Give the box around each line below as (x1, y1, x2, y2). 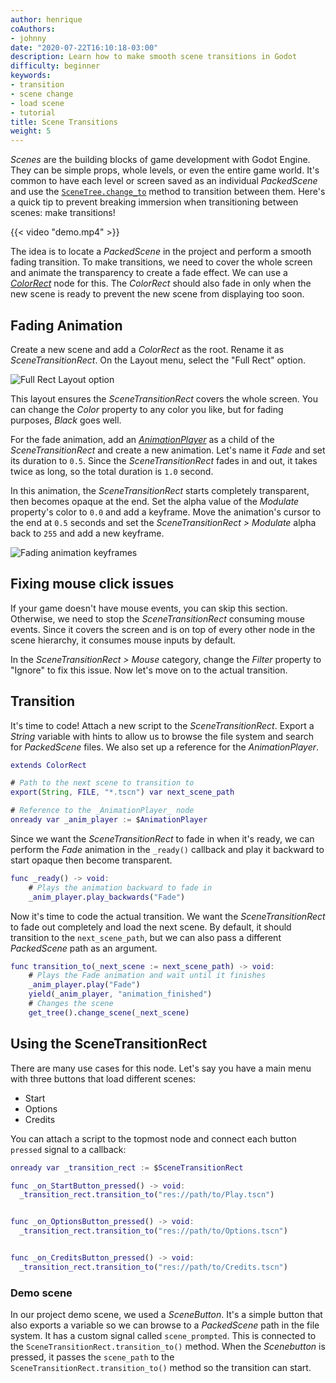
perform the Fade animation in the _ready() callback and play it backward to (10, 843, 325, 855)
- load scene (10, 98, 65, 108)
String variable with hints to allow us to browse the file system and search (10, 730, 314, 742)
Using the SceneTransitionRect (10, 1036, 208, 1053)
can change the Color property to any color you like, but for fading (10, 403, 284, 415)
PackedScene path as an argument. (10, 942, 158, 954)
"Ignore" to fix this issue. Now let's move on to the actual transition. (10, 664, 288, 676)
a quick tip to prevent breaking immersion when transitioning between (10, 196, 299, 208)
